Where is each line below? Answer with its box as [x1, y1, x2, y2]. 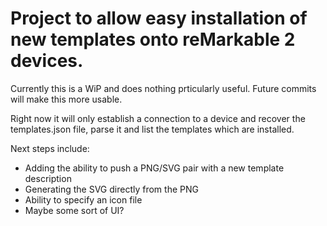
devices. [10, 50, 84, 72]
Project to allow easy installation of [10, 7, 308, 30]
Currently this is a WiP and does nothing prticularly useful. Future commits [10, 82, 317, 94]
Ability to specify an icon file [24, 193, 143, 206]
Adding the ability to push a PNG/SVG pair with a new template [24, 162, 285, 174]
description [24, 172, 72, 184]
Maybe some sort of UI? [24, 204, 125, 216]
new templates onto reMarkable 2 [10, 28, 296, 51]
